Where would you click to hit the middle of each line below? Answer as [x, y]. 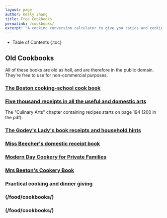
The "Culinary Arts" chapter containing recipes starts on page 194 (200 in [81, 112]
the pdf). [14, 118]
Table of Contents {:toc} [37, 42]
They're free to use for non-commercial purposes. [57, 75]
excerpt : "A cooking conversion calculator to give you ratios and [77, 28]
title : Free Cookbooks [29, 19]
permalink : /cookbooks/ [30, 24]
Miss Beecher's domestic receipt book [53, 144]
